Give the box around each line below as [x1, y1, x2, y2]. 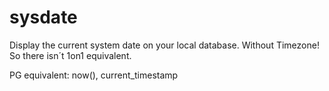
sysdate [9, 6, 78, 29]
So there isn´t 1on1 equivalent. [9, 49, 132, 61]
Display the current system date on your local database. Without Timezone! [9, 39, 320, 51]
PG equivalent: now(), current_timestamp [9, 69, 179, 81]
